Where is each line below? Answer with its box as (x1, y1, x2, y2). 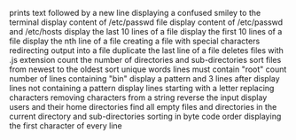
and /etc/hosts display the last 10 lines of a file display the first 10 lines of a (9, 27, 283, 36)
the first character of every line (9, 121, 122, 131)
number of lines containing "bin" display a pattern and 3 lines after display (9, 74, 281, 83)
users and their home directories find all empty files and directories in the (9, 102, 277, 112)
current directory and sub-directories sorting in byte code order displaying (9, 111, 282, 121)
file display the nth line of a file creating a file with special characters (9, 35, 261, 46)
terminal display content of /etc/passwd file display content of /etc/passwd (9, 17, 284, 27)
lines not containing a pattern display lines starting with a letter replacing (9, 83, 275, 93)
